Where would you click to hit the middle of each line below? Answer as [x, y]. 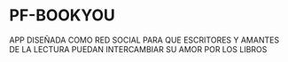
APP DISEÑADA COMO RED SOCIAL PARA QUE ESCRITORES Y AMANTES [144, 40]
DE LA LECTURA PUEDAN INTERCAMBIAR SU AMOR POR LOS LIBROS [138, 49]
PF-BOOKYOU [62, 15]
